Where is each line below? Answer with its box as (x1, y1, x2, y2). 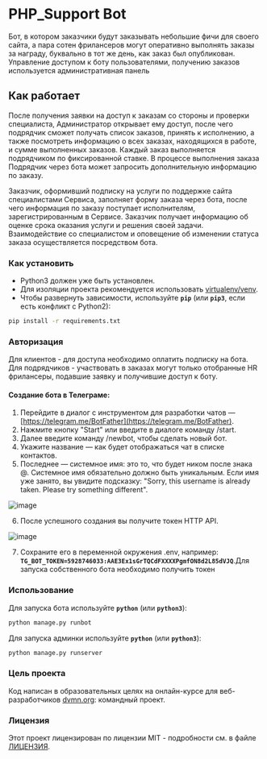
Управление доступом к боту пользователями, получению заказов (8, 57, 240, 67)
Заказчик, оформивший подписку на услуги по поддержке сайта (8, 186, 232, 196)
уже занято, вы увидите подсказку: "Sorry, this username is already (19, 476, 251, 486)
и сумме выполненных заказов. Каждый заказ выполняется (8, 144, 216, 154)
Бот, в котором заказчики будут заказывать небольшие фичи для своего (8, 31, 260, 41)
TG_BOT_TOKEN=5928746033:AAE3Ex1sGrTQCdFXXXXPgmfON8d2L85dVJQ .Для (19, 556, 250, 566)
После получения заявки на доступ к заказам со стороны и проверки (8, 110, 250, 120)
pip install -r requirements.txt (8, 317, 121, 326)
